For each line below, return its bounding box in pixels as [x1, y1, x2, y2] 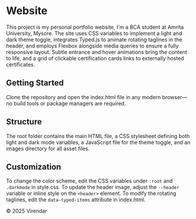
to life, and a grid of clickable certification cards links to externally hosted [6, 55, 184, 62]
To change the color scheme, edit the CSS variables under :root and [6, 177, 173, 184]
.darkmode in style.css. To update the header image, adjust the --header [6, 184, 180, 191]
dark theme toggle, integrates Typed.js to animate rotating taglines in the [6, 36, 182, 43]
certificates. [6, 60, 35, 68]
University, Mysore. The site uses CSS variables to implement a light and [6, 29, 182, 36]
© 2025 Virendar [6, 207, 48, 215]
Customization [6, 161, 62, 171]
